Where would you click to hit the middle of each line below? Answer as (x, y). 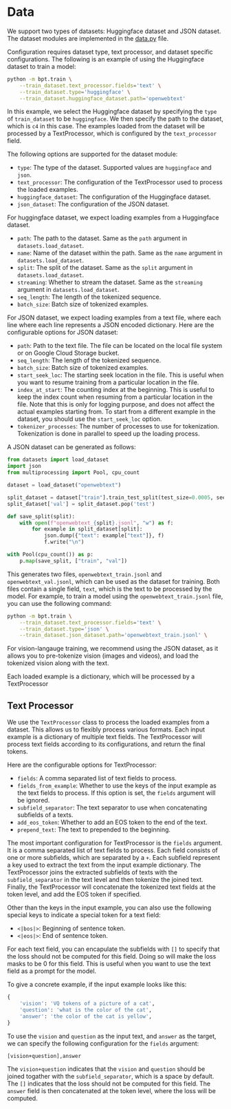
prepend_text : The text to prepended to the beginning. (93, 830)
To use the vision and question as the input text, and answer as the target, (112, 1036)
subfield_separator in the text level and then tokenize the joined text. (105, 880)
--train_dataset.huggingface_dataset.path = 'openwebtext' (103, 98)
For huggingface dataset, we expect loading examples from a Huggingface (113, 217)
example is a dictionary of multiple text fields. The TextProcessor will (104, 737)
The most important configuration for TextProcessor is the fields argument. (115, 843)
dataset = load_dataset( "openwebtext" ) (64, 485)
